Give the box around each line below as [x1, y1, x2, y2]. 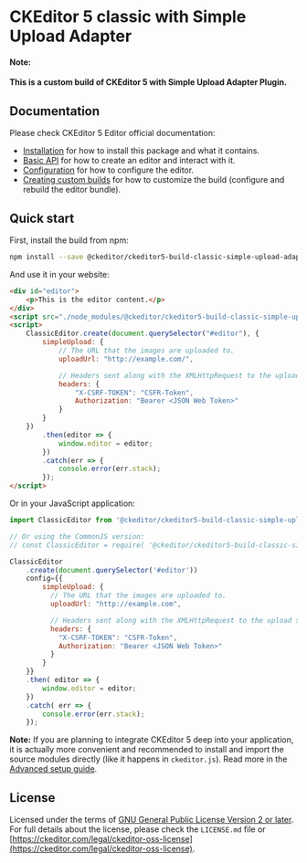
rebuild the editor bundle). [22, 184, 122, 195]
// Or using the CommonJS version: [9, 531, 145, 541]
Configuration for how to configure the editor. [22, 164, 195, 175]
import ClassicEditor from [9, 516, 112, 525]
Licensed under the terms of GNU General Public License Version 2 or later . [9, 815, 294, 826]
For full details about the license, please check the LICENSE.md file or [9, 824, 267, 835]
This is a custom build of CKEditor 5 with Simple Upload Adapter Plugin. [9, 77, 288, 88]
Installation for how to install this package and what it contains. [22, 145, 260, 156]
